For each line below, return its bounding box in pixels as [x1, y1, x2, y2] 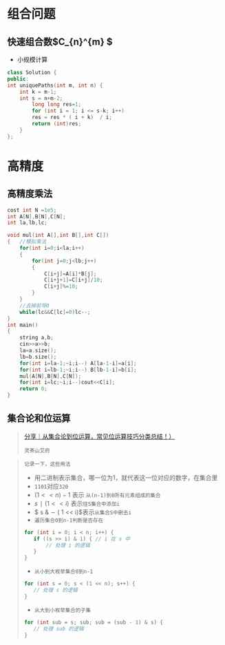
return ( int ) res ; [32, 120, 81, 127]
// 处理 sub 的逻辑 [33, 625, 85, 632]
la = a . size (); [19, 347, 57, 354]
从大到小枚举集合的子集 [34, 606, 92, 613]
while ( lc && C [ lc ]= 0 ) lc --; [19, 308, 91, 315]
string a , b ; [19, 335, 54, 341]
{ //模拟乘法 [7, 238, 47, 245]
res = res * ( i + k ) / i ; [32, 114, 112, 121]
